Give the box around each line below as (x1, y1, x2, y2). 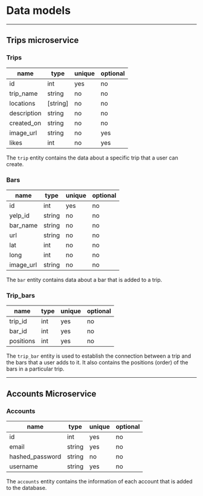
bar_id (9, 327, 27, 335)
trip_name (9, 89, 38, 98)
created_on (9, 119, 41, 127)
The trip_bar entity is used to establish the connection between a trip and (6, 352, 192, 360)
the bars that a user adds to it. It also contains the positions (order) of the (6, 359, 188, 366)
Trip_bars (6, 291, 35, 300)
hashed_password (9, 452, 62, 461)
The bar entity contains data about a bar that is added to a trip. (6, 276, 163, 283)
